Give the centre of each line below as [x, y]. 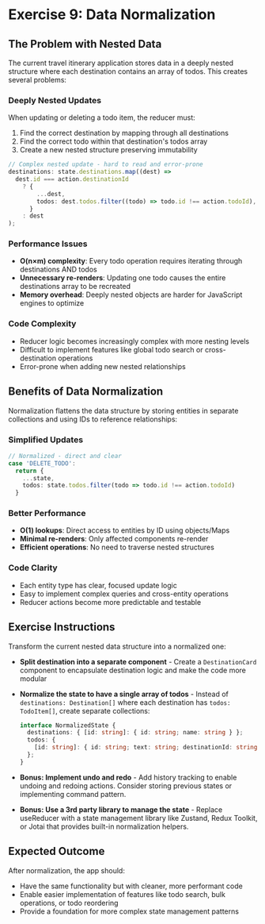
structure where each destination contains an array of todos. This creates [128, 71]
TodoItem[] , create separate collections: [85, 710]
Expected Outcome [57, 851]
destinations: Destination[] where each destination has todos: [125, 702]
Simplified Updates [46, 440]
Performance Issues [48, 244]
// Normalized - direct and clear [65, 456]
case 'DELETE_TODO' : [42, 463]
